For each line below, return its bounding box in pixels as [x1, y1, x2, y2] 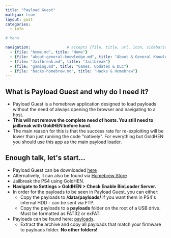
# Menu [5, 36, 19, 41]
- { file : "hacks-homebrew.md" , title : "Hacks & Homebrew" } [10, 68, 138, 74]
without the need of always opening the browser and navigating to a [12, 107, 156, 113]
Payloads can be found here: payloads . [12, 216, 95, 222]
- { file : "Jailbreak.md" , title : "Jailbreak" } [10, 59, 110, 64]
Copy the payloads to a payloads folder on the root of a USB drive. [20, 205, 161, 211]
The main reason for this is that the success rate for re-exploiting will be [12, 128, 164, 134]
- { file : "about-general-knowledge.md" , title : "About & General [10, 54, 152, 59]
